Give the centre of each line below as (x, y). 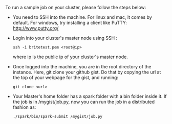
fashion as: (24, 107)
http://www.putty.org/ (36, 28)
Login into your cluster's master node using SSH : (65, 38)
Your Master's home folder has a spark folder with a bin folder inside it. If (90, 96)
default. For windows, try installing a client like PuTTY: (70, 23)
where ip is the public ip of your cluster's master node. (70, 57)
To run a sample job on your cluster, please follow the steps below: (76, 7)
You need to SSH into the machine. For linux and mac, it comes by (82, 17)
